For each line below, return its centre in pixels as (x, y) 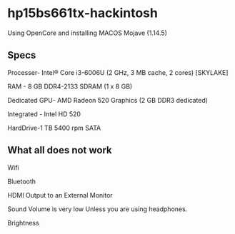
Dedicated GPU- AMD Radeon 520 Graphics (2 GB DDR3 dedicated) (108, 100)
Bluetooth (22, 181)
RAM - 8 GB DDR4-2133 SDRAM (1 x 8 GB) (70, 86)
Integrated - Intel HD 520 (44, 114)
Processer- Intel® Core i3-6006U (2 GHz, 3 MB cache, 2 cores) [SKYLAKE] (118, 72)
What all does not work (60, 150)
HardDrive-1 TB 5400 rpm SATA (54, 128)
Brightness (23, 223)
